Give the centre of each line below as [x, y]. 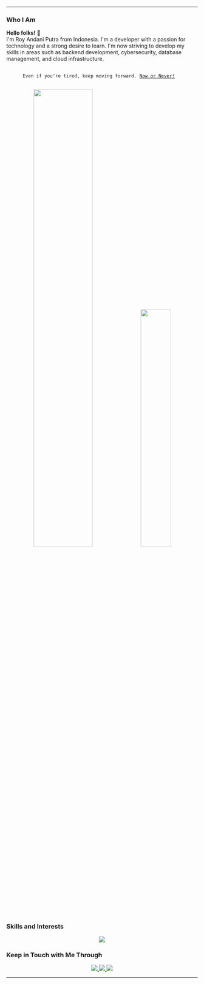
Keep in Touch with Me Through [54, 955]
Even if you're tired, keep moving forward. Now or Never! [98, 76]
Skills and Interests [35, 926]
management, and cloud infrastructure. [55, 59]
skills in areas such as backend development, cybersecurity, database [94, 52]
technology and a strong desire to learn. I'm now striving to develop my [96, 46]
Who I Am [21, 19]
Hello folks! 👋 [23, 33]
